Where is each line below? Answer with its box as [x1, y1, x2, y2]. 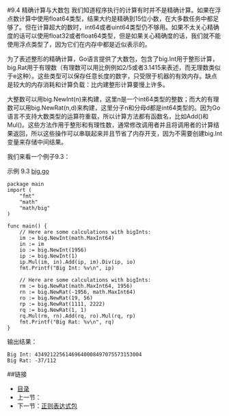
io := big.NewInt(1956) [19, 247, 87, 254]
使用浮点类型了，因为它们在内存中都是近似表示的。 [7, 40, 151, 48]
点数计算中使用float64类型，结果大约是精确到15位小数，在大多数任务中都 [7, 14, 213, 23]
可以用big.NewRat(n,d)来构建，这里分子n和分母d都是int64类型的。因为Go [12, 103, 221, 112]
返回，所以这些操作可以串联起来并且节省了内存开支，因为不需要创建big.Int [12, 130, 223, 137]
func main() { [7, 223, 48, 230]
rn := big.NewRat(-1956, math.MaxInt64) [19, 289, 136, 295]
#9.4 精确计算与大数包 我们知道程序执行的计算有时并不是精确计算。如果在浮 [7, 6, 221, 14]
